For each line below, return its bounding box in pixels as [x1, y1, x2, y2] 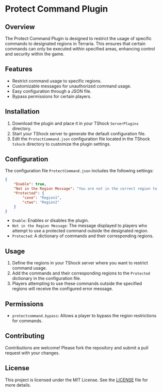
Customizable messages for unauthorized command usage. [12, 83, 132, 89]
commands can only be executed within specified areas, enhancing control [5, 46, 155, 51]
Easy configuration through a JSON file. [12, 88, 92, 94]
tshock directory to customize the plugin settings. [12, 141, 111, 147]
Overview [5, 23, 35, 31]
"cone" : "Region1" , [22, 195, 62, 200]
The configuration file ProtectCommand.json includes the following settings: [5, 168, 154, 174]
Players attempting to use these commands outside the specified [12, 280, 142, 287]
